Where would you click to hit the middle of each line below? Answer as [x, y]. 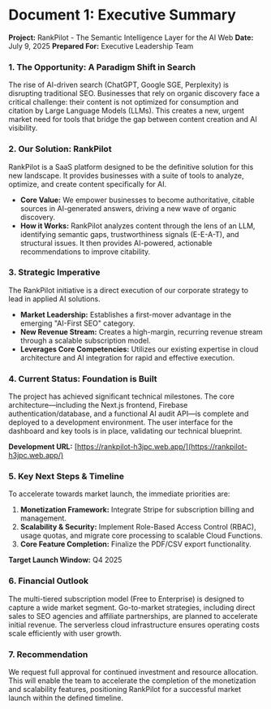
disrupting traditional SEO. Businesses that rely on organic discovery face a [134, 93]
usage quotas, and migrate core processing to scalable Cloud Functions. [142, 536]
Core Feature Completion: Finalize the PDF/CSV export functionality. [135, 544]
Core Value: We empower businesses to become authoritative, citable [137, 200]
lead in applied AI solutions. [54, 299]
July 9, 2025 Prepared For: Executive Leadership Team [101, 45]
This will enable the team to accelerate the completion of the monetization [132, 681]
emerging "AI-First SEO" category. [77, 323]
